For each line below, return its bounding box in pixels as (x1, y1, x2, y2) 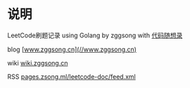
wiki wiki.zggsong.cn (7, 58, 68, 67)
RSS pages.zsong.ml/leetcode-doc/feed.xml (7, 72, 136, 81)
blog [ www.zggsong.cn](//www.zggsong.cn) (7, 45, 137, 54)
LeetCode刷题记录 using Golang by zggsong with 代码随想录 (7, 31, 183, 39)
